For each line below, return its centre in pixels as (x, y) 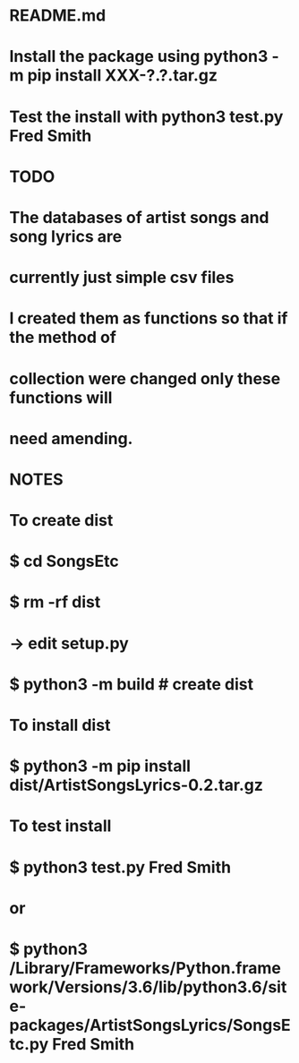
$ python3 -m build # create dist (131, 684)
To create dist (61, 521)
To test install (60, 826)
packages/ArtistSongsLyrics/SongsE (150, 1025)
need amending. (71, 438)
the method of (63, 338)
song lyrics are (66, 236)
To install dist (60, 725)
